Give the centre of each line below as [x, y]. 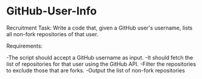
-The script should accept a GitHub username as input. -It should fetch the [100, 57]
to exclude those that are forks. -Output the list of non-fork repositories [96, 70]
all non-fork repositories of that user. [52, 34]
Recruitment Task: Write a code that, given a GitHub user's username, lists [99, 28]
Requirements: [24, 46]
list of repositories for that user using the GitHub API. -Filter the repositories [101, 64]
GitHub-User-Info [52, 11]
